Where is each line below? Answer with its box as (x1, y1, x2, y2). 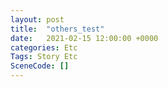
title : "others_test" (10, 24, 105, 34)
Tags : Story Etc (10, 52, 78, 62)
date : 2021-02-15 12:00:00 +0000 (10, 33, 159, 43)
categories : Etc (10, 42, 78, 53)
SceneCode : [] (10, 61, 70, 71)
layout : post (10, 14, 65, 25)
